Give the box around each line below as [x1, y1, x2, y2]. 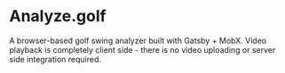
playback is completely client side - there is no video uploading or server [9, 44, 276, 55]
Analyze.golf [9, 6, 107, 26]
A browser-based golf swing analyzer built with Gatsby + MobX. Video [9, 35, 267, 46]
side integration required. [9, 54, 102, 64]
